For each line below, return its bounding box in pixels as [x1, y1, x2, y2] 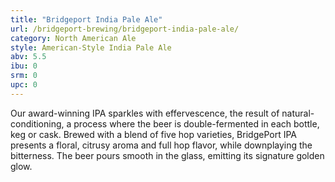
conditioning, [10, 117, 65, 130]
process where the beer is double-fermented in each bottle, [73, 117, 320, 130]
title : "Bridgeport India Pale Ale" [10, 14, 163, 25]
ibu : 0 [10, 61, 38, 71]
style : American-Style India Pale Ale [10, 42, 172, 53]
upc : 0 [10, 80, 38, 90]
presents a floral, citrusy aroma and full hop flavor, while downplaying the [10, 139, 313, 151]
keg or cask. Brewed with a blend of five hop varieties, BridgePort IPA [10, 128, 297, 140]
